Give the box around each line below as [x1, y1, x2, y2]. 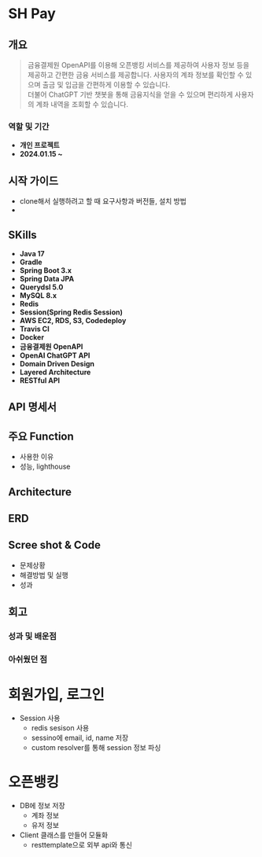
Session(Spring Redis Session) [19, 307, 124, 317]
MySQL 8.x [19, 290, 57, 300]
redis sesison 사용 [31, 723, 90, 732]
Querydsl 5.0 [19, 282, 64, 292]
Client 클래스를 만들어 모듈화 [19, 830, 109, 840]
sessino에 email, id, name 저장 [31, 733, 129, 742]
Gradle [19, 257, 42, 267]
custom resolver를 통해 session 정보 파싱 [31, 742, 161, 752]
